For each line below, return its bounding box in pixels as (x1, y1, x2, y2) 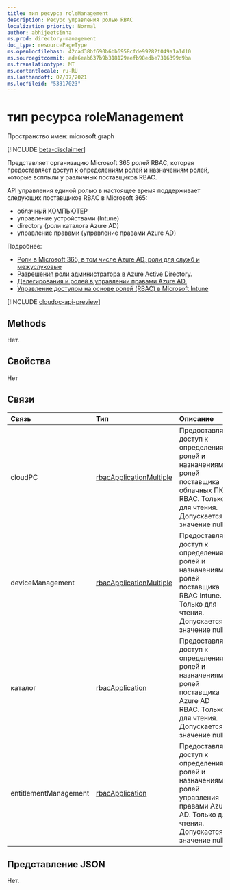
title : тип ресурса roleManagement (7, 10, 109, 17)
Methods (7, 318, 47, 329)
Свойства (7, 355, 51, 367)
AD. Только (179, 809, 217, 819)
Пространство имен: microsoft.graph (7, 132, 115, 140)
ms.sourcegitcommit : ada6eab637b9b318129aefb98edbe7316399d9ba (7, 55, 192, 62)
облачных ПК (179, 485, 224, 495)
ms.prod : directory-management (7, 36, 97, 42)
